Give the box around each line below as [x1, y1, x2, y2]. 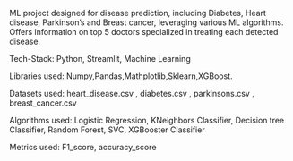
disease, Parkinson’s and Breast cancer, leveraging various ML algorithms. [9, 17, 284, 28]
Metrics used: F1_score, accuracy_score [9, 142, 157, 152]
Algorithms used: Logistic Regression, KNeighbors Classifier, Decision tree [9, 115, 285, 125]
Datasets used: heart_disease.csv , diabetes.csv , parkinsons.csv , [9, 89, 255, 98]
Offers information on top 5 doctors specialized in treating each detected [9, 27, 279, 37]
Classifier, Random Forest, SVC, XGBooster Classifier [9, 124, 205, 135]
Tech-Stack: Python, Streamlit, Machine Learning [9, 54, 191, 64]
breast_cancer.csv [9, 97, 78, 108]
